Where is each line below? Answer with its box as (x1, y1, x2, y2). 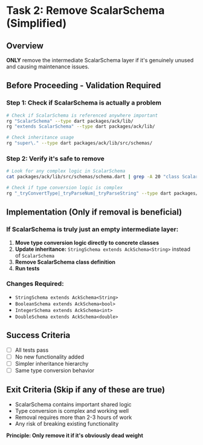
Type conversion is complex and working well (14, 407, 129, 414)
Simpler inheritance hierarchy (14, 360, 89, 367)
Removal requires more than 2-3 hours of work (14, 414, 132, 421)
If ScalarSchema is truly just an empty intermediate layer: (6, 225, 179, 233)
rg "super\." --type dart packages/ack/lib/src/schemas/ (6, 140, 153, 146)
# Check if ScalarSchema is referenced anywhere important (6, 112, 158, 119)
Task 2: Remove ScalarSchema (6, 4, 165, 18)
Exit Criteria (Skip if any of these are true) (6, 385, 165, 395)
